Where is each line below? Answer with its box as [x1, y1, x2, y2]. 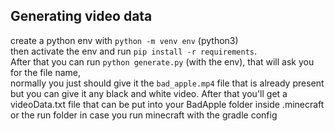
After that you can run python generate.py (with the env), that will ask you [10, 55, 315, 68]
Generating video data [10, 8, 153, 25]
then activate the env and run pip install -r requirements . [10, 45, 257, 57]
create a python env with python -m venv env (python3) [10, 34, 239, 46]
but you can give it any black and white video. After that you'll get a [10, 87, 288, 99]
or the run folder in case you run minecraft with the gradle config [10, 109, 278, 121]
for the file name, [10, 66, 81, 78]
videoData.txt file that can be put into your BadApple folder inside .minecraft [10, 98, 325, 110]
